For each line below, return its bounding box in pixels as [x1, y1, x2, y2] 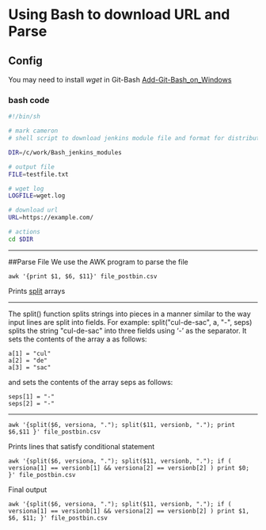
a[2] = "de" [8, 357, 47, 364]
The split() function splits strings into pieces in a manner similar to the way [8, 309, 251, 318]
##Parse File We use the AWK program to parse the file [8, 257, 188, 266]
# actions [8, 228, 41, 236]
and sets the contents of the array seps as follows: [8, 377, 173, 387]
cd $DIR [8, 235, 34, 243]
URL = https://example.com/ [8, 214, 93, 222]
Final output [8, 485, 47, 494]
